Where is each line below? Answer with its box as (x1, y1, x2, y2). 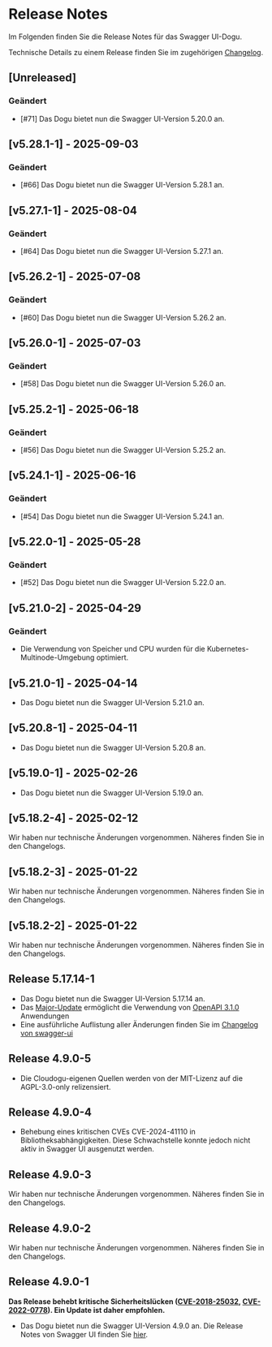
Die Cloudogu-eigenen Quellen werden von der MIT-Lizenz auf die (19, 1073, 244, 1083)
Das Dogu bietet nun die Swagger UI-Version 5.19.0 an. (19, 788, 205, 798)
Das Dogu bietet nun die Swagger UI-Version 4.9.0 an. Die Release (19, 1320, 244, 1331)
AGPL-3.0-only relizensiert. (19, 1082, 111, 1091)
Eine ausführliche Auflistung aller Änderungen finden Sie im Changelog (19, 1019, 258, 1029)
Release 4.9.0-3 (8, 1168, 92, 1181)
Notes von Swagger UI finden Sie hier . (19, 1329, 149, 1339)
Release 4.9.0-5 (8, 1052, 92, 1065)
